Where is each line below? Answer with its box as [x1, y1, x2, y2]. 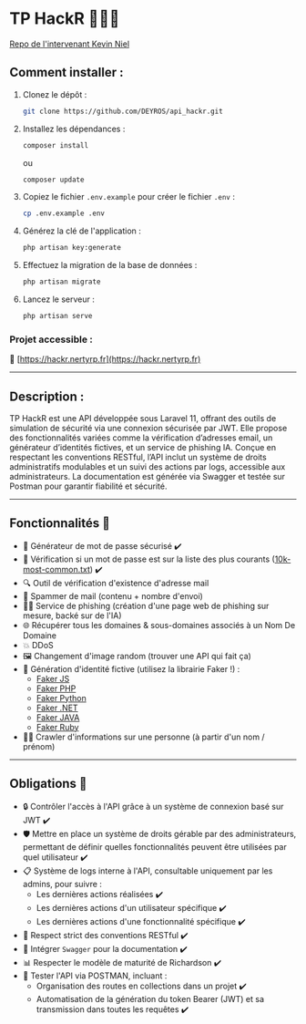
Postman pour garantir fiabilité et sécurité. [9, 481, 168, 491]
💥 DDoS [22, 639, 55, 650]
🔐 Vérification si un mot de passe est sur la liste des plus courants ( [22, 553, 275, 564]
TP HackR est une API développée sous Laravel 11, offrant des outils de [9, 412, 277, 423]
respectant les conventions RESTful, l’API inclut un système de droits [9, 451, 267, 462]
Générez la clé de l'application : [22, 225, 141, 236]
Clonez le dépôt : [22, 88, 87, 99]
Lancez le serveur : [22, 294, 96, 305]
